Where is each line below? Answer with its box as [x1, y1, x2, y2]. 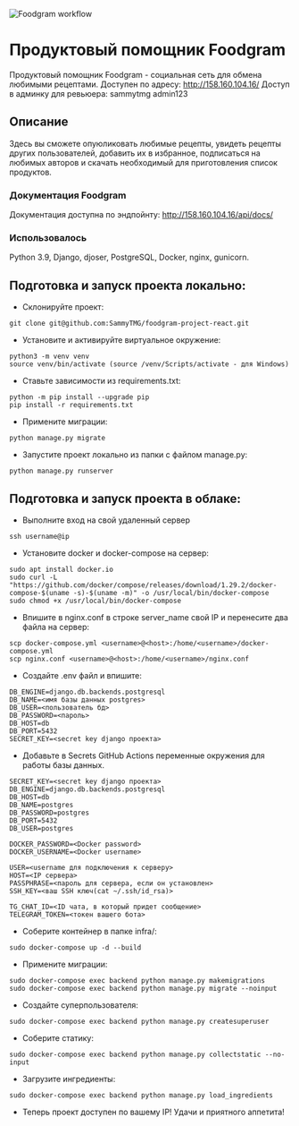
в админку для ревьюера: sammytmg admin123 [9, 88, 188, 98]
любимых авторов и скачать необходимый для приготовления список [9, 157, 278, 167]
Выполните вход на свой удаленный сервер [21, 515, 190, 525]
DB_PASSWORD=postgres [9, 808, 90, 817]
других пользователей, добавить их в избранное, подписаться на [9, 148, 261, 158]
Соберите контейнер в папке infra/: [21, 926, 158, 936]
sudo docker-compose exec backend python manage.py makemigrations [9, 976, 266, 985]
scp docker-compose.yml [9, 638, 98, 648]
